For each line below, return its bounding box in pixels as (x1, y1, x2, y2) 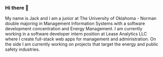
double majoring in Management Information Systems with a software (5, 20, 145, 26)
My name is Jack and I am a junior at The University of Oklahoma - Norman (5, 16, 157, 21)
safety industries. (5, 46, 40, 53)
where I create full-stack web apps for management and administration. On (5, 36, 156, 42)
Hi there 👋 (5, 4, 29, 11)
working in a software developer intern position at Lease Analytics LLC (5, 31, 147, 37)
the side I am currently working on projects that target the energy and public (5, 41, 159, 47)
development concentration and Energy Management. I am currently (5, 26, 143, 32)
